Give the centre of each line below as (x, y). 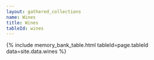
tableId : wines (25, 28)
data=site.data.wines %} (36, 52)
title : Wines (22, 23)
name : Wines (21, 17)
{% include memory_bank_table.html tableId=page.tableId (77, 45)
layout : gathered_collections (44, 12)
